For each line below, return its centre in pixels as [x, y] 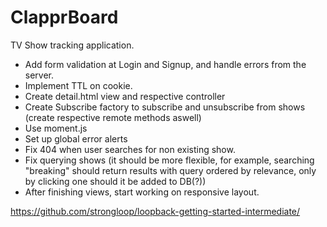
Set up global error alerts [76, 138]
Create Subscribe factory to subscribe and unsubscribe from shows [165, 107]
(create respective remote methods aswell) [113, 117]
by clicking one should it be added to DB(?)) [115, 181]
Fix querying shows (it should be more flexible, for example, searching [169, 160]
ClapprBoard [64, 17]
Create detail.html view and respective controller [125, 96]
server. [39, 75]
